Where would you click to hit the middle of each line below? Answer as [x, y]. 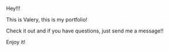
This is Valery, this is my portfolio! [47, 19]
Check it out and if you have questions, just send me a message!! [85, 31]
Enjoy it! [16, 42]
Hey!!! [13, 8]
